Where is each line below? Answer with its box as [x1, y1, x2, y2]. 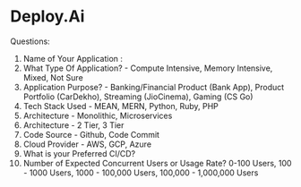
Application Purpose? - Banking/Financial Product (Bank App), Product [22, 81, 285, 92]
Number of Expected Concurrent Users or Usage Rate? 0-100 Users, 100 [22, 157, 292, 168]
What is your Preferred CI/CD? [22, 148, 136, 158]
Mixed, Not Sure [22, 72, 83, 82]
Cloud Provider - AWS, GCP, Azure [22, 139, 151, 149]
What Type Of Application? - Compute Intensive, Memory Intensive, [22, 63, 273, 73]
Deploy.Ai [10, 6, 85, 27]
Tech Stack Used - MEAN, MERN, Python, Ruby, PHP [22, 100, 219, 111]
